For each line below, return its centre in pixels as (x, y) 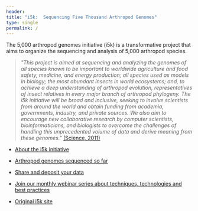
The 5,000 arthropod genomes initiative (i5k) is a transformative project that (98, 45)
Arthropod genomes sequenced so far (61, 161)
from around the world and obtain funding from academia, (92, 106)
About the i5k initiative (42, 150)
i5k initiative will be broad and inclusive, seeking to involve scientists (104, 100)
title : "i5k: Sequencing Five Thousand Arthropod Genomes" (82, 17)
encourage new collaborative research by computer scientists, (97, 119)
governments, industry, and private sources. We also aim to (93, 113)
